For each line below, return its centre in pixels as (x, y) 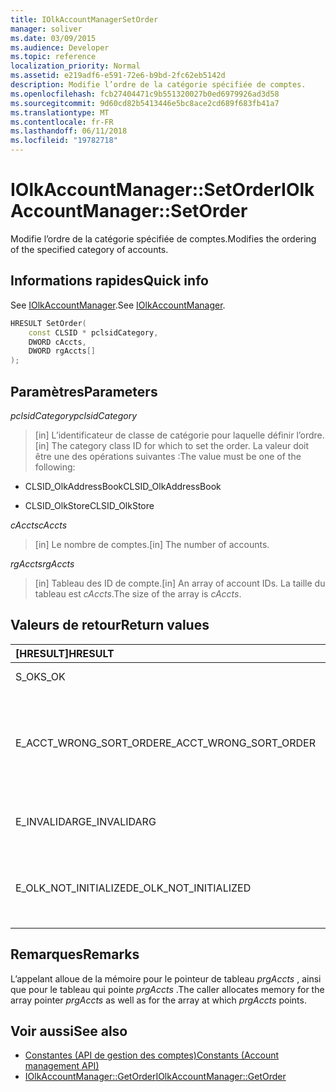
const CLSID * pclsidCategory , (93, 332)
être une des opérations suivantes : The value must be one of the (168, 456)
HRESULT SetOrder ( (48, 323)
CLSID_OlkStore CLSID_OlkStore (89, 505)
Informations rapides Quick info (109, 281)
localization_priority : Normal (75, 66)
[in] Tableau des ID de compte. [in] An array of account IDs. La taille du (180, 583)
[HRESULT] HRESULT (65, 653)
